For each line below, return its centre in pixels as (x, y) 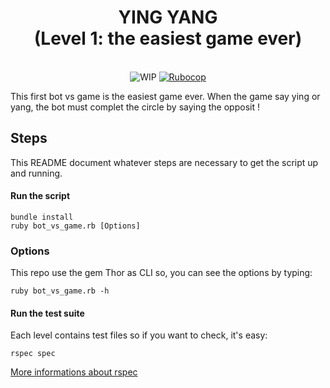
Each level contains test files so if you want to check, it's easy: (139, 335)
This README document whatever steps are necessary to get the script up (164, 162)
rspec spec (33, 354)
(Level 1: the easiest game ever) (168, 38)
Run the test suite (47, 313)
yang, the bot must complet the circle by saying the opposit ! (135, 107)
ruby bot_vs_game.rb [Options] (75, 226)
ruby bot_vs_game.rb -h (60, 291)
